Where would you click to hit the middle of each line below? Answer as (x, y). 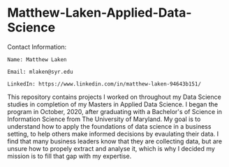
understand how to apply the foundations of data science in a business (109, 126)
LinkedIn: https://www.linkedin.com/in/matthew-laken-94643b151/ (104, 84)
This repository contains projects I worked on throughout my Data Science (114, 97)
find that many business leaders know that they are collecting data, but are (114, 141)
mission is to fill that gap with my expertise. (69, 156)
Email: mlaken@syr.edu (40, 72)
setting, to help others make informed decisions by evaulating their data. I (113, 134)
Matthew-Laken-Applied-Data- (99, 13)
